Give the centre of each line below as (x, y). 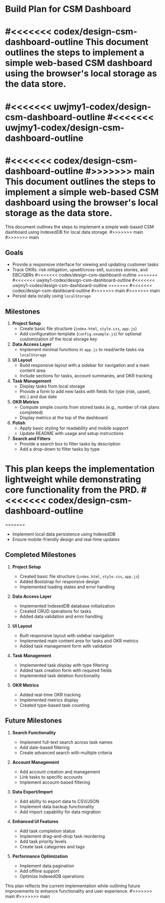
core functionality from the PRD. (72, 490)
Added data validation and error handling (61, 616)
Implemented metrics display (49, 700)
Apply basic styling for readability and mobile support (74, 428)
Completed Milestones (41, 555)
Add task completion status (47, 831)
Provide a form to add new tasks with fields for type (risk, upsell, (85, 392)
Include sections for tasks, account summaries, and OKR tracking (86, 376)
